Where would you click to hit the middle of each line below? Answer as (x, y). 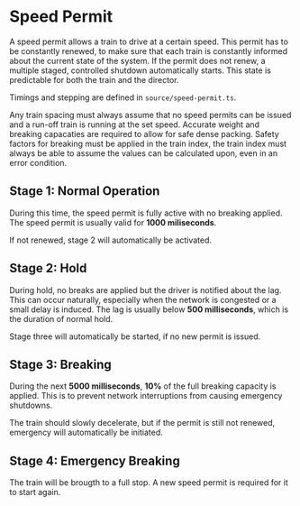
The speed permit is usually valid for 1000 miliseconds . (113, 222)
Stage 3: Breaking (61, 364)
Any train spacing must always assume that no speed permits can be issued (150, 115)
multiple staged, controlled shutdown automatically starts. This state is (141, 70)
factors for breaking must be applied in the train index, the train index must (148, 143)
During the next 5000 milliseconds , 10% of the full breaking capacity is (143, 386)
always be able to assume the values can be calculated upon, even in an (143, 153)
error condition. (38, 162)
